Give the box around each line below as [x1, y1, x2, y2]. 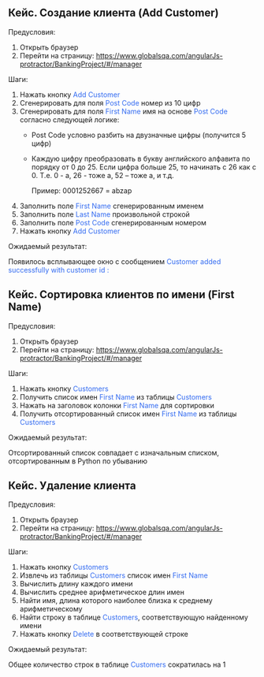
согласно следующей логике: [19, 114, 120, 125]
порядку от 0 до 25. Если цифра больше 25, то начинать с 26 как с [31, 162, 257, 172]
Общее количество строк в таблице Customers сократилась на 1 [8, 660, 226, 669]
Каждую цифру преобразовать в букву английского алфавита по [31, 154, 251, 163]
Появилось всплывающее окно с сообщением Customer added [8, 256, 221, 266]
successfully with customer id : [8, 265, 110, 274]
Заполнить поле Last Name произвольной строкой [19, 209, 191, 219]
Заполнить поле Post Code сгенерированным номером [19, 218, 207, 227]
